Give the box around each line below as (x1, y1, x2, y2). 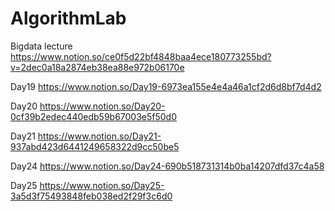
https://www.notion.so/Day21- (37, 130, 162, 142)
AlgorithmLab (10, 7, 127, 30)
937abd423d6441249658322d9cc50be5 (10, 140, 180, 152)
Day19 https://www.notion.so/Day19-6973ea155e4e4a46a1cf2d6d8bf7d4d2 (10, 80, 322, 92)
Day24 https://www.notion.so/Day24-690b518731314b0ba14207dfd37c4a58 (10, 160, 325, 172)
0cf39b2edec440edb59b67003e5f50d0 (10, 110, 178, 122)
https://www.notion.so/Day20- (39, 100, 166, 112)
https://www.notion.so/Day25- (39, 179, 165, 191)
